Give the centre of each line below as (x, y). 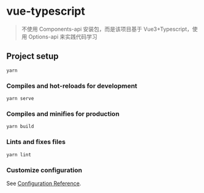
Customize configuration (44, 170)
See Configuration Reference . (44, 183)
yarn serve (20, 99)
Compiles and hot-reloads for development (72, 86)
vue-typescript (46, 11)
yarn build (20, 127)
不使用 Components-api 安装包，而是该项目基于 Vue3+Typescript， (107, 29)
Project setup (33, 56)
